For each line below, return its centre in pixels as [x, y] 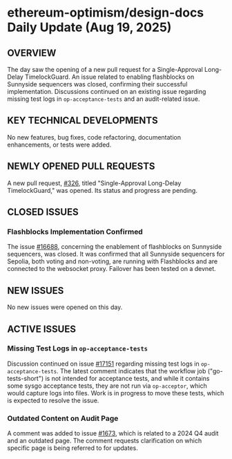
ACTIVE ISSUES [41, 329]
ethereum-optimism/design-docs [106, 13]
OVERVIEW [32, 53]
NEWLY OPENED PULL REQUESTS [81, 166]
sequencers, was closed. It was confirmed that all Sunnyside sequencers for [116, 254]
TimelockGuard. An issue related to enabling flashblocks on [110, 77]
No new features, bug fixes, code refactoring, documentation [94, 137]
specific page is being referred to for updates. [72, 448]
